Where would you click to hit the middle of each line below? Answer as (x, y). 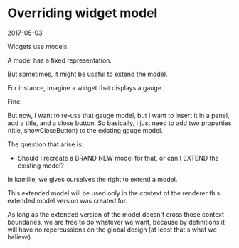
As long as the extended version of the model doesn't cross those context (116, 214)
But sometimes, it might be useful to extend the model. (87, 74)
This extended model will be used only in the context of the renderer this (114, 193)
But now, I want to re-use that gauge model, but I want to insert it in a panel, (118, 115)
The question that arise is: (46, 144)
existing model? (41, 166)
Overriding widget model (83, 13)
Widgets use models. (38, 46)
